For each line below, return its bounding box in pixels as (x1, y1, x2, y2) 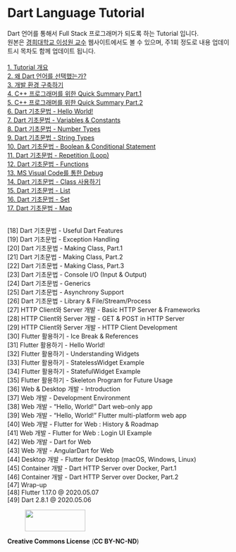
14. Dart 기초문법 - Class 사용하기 (7, 177, 101, 186)
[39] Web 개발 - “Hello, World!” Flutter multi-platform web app (7, 410, 187, 420)
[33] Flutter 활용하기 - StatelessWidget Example (7, 358, 144, 367)
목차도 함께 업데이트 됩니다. (20, 46, 97, 55)
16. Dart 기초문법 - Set (7, 195, 70, 203)
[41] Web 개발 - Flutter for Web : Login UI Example (7, 428, 152, 437)
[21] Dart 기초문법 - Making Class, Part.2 (7, 252, 123, 261)
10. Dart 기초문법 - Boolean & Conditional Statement (7, 142, 156, 151)
